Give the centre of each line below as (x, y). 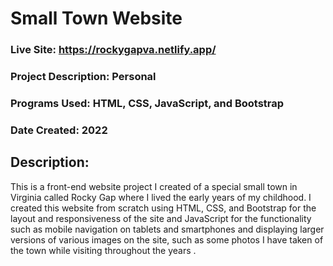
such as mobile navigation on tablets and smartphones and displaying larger (167, 229)
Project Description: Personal (83, 77)
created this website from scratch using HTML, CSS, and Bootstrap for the (163, 208)
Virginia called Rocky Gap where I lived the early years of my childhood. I (161, 197)
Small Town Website (96, 18)
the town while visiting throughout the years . (103, 250)
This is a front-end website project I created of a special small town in (154, 186)
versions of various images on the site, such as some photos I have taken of (167, 239)
